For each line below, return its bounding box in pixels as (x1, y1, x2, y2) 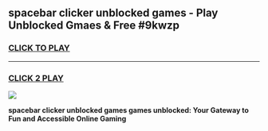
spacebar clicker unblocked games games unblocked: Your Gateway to (8, 105, 250, 114)
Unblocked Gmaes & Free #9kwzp (8, 19, 179, 33)
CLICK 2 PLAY (8, 72, 64, 83)
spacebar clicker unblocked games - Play (8, 6, 219, 20)
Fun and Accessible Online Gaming (8, 114, 127, 123)
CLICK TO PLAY (8, 43, 70, 54)
